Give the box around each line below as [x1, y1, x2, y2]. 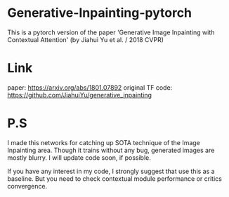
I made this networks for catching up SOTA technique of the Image [7, 138, 200, 147]
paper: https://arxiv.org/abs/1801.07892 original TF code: [7, 83, 173, 92]
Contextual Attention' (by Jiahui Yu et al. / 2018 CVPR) [7, 35, 164, 43]
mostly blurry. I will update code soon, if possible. [7, 153, 151, 162]
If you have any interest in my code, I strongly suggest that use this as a [7, 167, 216, 175]
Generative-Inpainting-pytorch [7, 5, 192, 21]
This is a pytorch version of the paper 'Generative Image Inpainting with [7, 28, 215, 36]
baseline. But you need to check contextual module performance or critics [7, 174, 223, 183]
